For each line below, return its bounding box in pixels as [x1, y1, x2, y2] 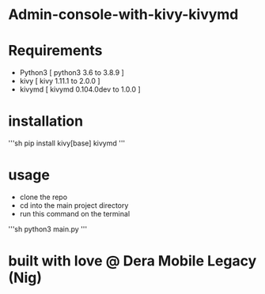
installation [8, 112, 84, 130]
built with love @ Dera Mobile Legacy [8, 252, 257, 270]
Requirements [8, 42, 103, 60]
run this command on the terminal [19, 209, 131, 218]
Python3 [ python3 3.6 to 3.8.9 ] [19, 68, 124, 77]
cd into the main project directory [19, 201, 129, 210]
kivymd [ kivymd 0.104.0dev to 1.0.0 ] [19, 85, 141, 94]
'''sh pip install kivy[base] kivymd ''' [8, 138, 126, 148]
